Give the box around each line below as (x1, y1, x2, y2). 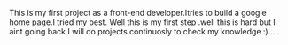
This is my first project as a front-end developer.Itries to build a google (9, 8, 268, 18)
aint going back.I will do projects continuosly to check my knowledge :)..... (9, 26, 280, 36)
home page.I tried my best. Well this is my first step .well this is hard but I (9, 17, 276, 27)
